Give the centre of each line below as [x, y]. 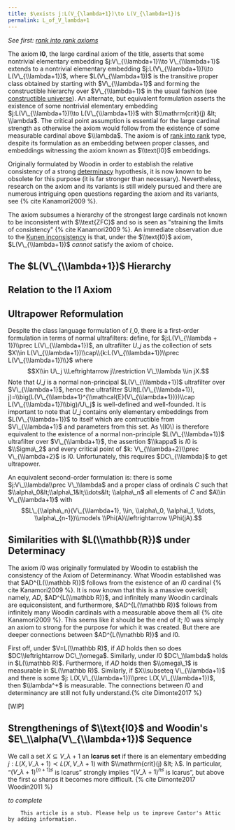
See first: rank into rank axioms [53, 40]
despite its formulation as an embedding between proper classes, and [109, 143]
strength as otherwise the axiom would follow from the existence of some [114, 128]
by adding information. [43, 820]
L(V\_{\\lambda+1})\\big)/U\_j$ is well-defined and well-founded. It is [107, 405]
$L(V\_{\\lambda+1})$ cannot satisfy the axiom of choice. [91, 244]
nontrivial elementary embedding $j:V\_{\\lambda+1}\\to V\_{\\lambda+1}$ [114, 61]
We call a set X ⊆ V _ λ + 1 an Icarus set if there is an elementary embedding [117, 756]
